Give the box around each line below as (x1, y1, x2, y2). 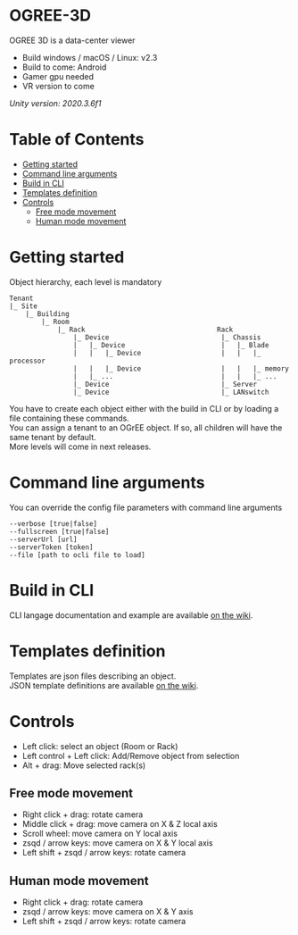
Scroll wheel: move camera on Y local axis (21, 828, 178, 839)
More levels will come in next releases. (9, 441, 152, 452)
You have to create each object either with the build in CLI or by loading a (9, 403, 279, 413)
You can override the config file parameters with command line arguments (9, 502, 283, 513)
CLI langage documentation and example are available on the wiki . (9, 609, 253, 621)
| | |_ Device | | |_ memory (72, 363, 290, 373)
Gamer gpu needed (21, 71, 95, 81)
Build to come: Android (21, 62, 107, 72)
